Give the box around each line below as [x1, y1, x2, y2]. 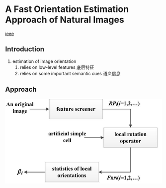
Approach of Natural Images [5, 14, 124, 25]
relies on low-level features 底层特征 [19, 64, 94, 70]
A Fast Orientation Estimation [5, 3, 129, 15]
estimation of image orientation [12, 58, 77, 64]
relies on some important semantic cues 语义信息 [19, 70, 121, 76]
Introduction [5, 45, 45, 53]
